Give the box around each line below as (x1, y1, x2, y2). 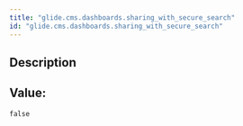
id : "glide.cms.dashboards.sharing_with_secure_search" (9, 22, 223, 31)
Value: (9, 85, 47, 101)
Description (9, 55, 76, 70)
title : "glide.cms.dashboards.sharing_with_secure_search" (9, 13, 236, 22)
